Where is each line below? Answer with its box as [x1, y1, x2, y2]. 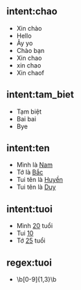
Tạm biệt [16, 107, 42, 116]
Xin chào [16, 24, 42, 32]
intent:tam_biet [6, 89, 74, 100]
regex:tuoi [6, 257, 53, 268]
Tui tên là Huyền [16, 176, 64, 184]
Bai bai [16, 114, 37, 123]
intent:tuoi [6, 203, 53, 215]
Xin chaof [16, 68, 44, 77]
